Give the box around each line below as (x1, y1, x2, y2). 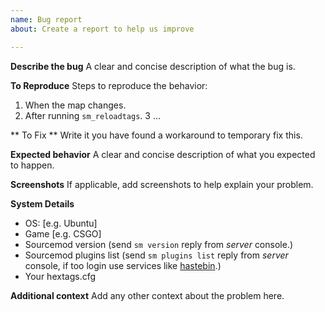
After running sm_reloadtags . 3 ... (24, 109, 161, 121)
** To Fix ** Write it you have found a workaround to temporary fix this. (10, 129, 303, 141)
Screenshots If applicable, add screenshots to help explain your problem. (10, 178, 314, 190)
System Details (10, 197, 75, 210)
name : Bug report (10, 14, 83, 25)
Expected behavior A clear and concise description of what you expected (10, 148, 316, 160)
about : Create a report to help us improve (10, 24, 195, 34)
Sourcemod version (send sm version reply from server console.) (24, 238, 294, 250)
